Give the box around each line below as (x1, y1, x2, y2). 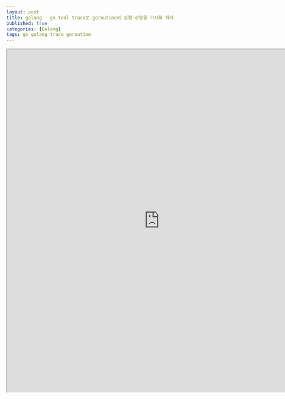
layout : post (6, 9, 40, 15)
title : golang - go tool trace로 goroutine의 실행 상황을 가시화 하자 (6, 15, 174, 21)
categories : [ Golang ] (6, 26, 62, 32)
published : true (6, 20, 47, 26)
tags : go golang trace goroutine (6, 32, 91, 38)
